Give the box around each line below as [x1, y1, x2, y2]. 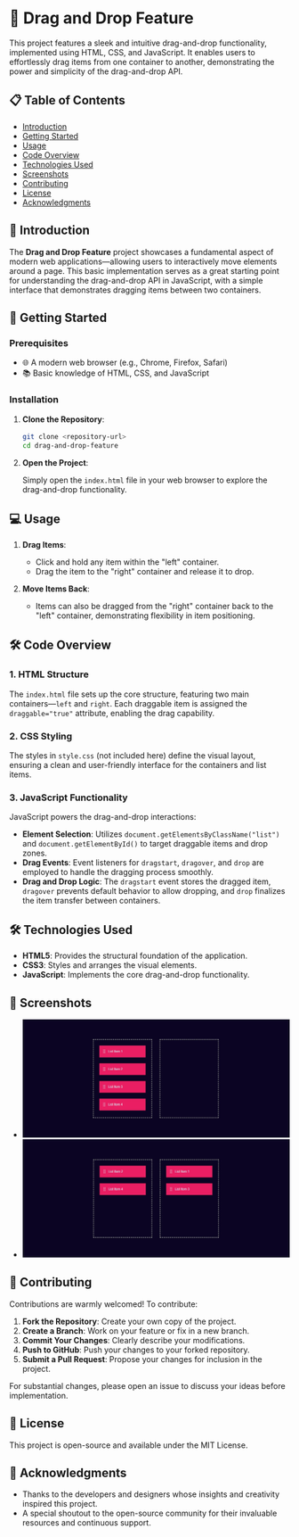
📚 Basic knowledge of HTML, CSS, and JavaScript [21, 368, 210, 378]
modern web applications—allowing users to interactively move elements [9, 256, 278, 267]
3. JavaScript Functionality [9, 791, 128, 804]
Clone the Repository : [21, 414, 105, 425]
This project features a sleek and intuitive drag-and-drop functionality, [9, 37, 267, 48]
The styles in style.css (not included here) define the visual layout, [9, 750, 256, 761]
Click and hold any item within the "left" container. [35, 557, 220, 567]
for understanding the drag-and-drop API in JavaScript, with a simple [9, 275, 263, 285]
